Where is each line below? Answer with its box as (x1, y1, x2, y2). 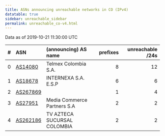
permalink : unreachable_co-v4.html (5, 21, 78, 26)
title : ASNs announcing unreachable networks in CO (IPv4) (5, 7, 129, 12)
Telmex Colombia (46, 60, 86, 67)
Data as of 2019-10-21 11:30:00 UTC (5, 34, 78, 40)
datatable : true (5, 12, 38, 17)
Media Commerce (46, 97, 87, 104)
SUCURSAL (46, 117, 73, 124)
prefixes (99, 49, 119, 56)
